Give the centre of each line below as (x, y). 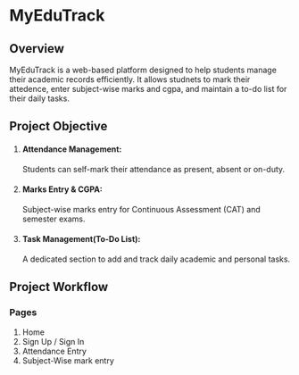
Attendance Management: (72, 149)
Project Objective (58, 126)
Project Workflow (59, 287)
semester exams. (54, 219)
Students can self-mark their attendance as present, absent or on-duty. (154, 169)
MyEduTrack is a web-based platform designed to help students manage (143, 70)
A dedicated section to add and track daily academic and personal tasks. (156, 259)
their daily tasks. (39, 98)
